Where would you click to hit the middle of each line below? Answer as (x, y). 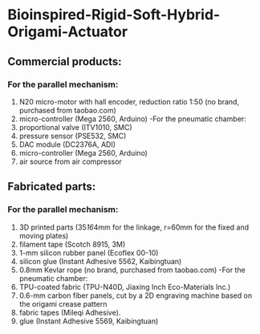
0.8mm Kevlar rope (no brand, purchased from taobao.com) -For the (132, 270)
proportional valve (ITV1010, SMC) (76, 127)
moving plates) (44, 235)
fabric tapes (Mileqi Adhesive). (70, 312)
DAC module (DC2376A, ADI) (67, 144)
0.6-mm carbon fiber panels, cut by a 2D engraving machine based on (136, 295)
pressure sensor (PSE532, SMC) (73, 136)
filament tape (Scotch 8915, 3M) (72, 244)
